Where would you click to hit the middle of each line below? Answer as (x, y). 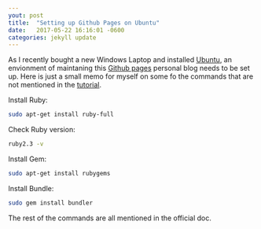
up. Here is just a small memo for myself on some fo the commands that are (131, 76)
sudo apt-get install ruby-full (61, 115)
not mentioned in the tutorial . (55, 85)
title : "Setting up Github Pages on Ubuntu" (84, 23)
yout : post (26, 15)
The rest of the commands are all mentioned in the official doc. (110, 218)
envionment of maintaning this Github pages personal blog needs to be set (129, 68)
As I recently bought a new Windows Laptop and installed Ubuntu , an (120, 60)
